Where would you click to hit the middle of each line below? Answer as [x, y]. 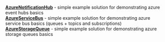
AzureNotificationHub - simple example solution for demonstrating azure [83, 7]
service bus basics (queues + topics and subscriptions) [64, 23]
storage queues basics [29, 34]
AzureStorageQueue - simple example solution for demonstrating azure [81, 29]
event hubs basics [24, 13]
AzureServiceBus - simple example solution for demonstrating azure [78, 18]
